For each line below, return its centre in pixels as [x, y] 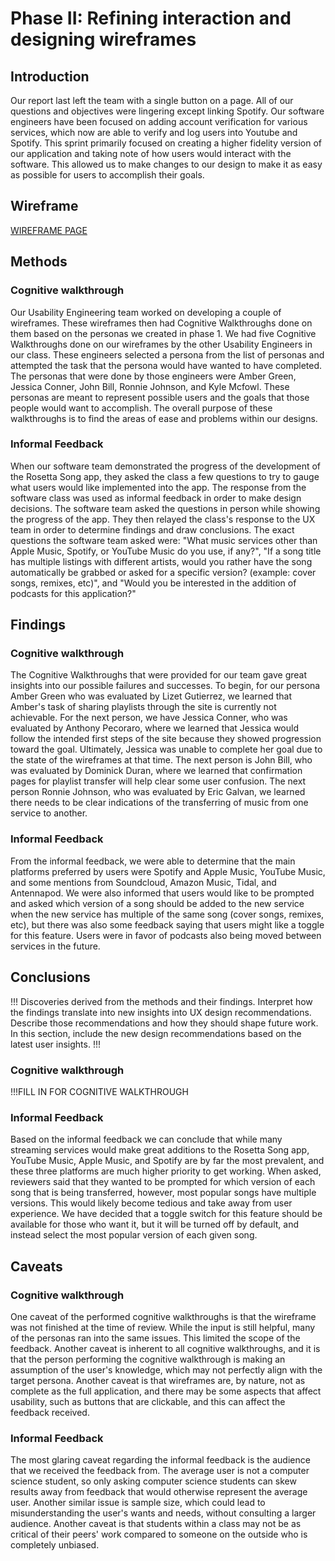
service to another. [49, 813]
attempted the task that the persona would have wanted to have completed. [166, 365]
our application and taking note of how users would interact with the [151, 153]
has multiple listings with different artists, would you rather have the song [161, 561]
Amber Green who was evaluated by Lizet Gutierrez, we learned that [151, 696]
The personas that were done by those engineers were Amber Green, [153, 376]
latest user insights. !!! [55, 1044]
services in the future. [55, 946]
